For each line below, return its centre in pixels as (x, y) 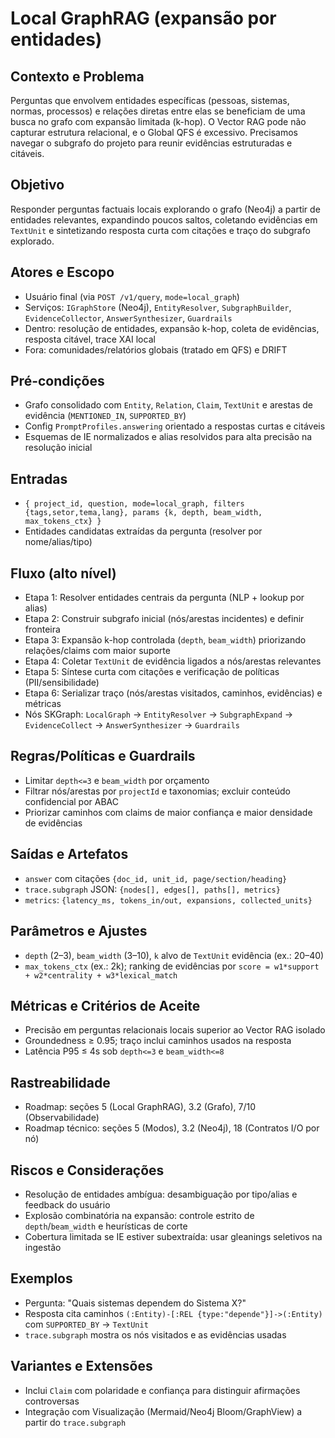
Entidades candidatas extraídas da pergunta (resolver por (143, 531)
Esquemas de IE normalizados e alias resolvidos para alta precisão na (168, 437)
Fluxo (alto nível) (63, 573)
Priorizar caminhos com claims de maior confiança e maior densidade (168, 812)
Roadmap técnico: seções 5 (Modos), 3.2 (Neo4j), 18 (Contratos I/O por (172, 1128)
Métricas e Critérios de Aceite (105, 1005)
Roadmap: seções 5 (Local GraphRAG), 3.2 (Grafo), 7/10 (140, 1107)
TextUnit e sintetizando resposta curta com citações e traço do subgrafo (160, 230)
